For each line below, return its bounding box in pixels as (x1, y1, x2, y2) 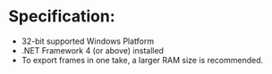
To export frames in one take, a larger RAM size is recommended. (21, 54, 264, 65)
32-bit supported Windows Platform (21, 36, 155, 46)
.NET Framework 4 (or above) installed (21, 45, 165, 55)
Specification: (8, 6, 115, 27)
